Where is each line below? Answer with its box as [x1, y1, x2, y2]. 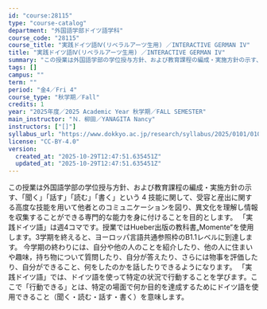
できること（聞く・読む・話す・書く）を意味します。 [14, 292, 189, 302]
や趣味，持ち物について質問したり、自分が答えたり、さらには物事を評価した [8, 252, 258, 262]
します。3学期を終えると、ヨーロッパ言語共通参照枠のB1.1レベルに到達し [8, 233, 246, 242]
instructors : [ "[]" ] [8, 123, 77, 131]
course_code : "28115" [8, 33, 80, 42]
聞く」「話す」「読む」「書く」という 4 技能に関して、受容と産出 [25, 193, 232, 202]
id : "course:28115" [8, 11, 73, 20]
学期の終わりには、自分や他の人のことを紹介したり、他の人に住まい [30, 242, 253, 252]
